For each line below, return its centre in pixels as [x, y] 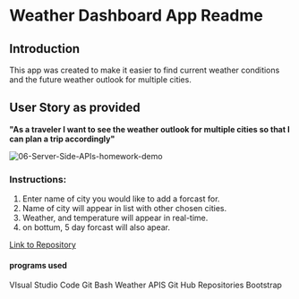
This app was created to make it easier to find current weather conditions [145, 70]
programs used [38, 265]
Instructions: [38, 179]
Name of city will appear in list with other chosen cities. [124, 209]
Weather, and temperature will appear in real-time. [115, 218]
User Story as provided [75, 108]
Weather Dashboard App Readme [137, 16]
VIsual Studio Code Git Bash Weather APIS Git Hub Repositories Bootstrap [145, 285]
